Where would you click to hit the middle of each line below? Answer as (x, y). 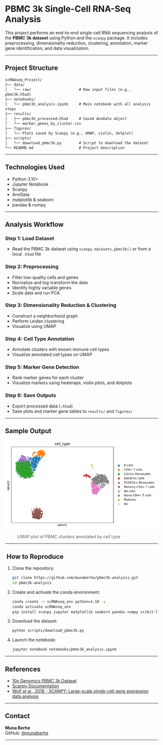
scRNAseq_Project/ (24, 80)
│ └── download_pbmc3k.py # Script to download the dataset (77, 143)
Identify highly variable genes (42, 288)
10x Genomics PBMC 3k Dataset (44, 681)
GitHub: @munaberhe (27, 733)
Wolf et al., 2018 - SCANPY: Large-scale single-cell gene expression (80, 691)
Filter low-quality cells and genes (45, 277)
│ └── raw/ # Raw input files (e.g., (68, 89)
